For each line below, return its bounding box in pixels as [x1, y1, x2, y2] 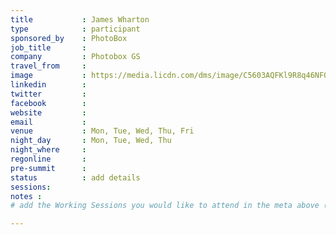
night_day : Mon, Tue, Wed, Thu [10, 136, 172, 146]
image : [10, 71, 87, 81]
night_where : [10, 145, 87, 155]
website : [10, 107, 87, 118]
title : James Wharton [10, 14, 150, 25]
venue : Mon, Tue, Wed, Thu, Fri [10, 126, 195, 136]
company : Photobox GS [10, 52, 141, 62]
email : [10, 117, 87, 127]
